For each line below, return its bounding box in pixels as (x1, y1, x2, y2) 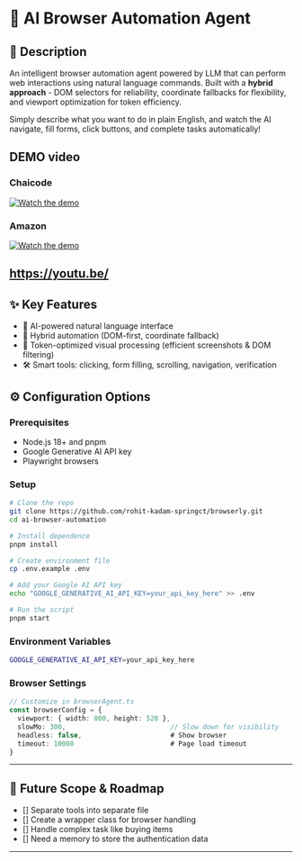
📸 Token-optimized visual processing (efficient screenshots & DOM (22, 340, 271, 350)
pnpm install (9, 539, 58, 548)
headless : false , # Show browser (17, 730, 227, 739)
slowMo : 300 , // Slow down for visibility (17, 722, 280, 731)
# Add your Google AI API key (9, 581, 123, 590)
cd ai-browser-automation (9, 515, 106, 524)
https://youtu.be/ (9, 266, 110, 282)
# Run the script (9, 605, 75, 615)
